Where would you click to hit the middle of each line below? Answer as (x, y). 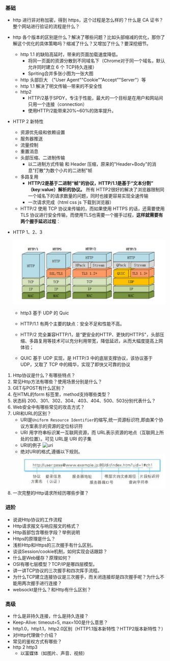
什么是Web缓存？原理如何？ (42, 558)
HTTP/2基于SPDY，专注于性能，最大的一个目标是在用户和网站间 (95, 98)
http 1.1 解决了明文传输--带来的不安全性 (61, 86)
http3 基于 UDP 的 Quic (45, 313)
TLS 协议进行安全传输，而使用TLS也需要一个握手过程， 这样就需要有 (92, 215)
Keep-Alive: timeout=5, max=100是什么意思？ (60, 622)
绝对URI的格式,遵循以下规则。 (51, 452)
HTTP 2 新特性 (28, 122)
